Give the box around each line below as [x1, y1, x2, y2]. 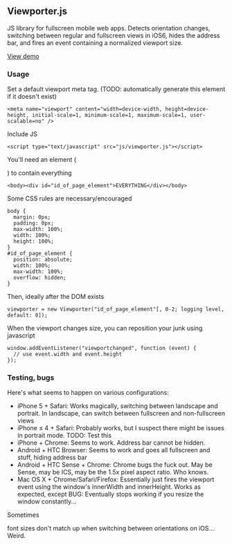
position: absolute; [13, 256, 73, 264]
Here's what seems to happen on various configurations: [7, 389, 170, 397]
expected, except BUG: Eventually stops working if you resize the [17, 490, 204, 499]
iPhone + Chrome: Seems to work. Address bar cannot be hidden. [17, 438, 206, 447]
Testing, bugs [7, 373, 55, 382]
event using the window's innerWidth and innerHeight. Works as [17, 483, 201, 491]
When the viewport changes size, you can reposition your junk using [7, 324, 203, 333]
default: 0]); [7, 312, 48, 319]
